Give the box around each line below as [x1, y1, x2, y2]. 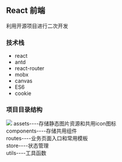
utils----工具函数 [6, 150, 47, 157]
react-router [14, 65, 45, 72]
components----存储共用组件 [6, 127, 77, 134]
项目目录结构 [6, 105, 43, 114]
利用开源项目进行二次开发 [6, 22, 68, 29]
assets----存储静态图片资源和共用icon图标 [13, 120, 117, 127]
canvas [14, 77, 32, 84]
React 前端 [6, 5, 45, 16]
